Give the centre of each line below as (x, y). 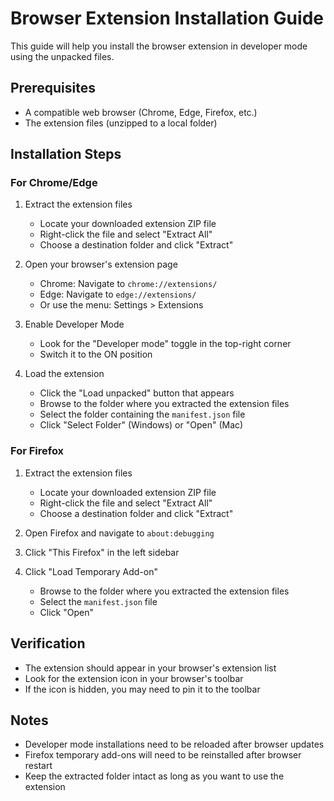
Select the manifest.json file (98, 601)
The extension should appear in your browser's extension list (150, 668)
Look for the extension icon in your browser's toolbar (134, 678)
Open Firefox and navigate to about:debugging (119, 533)
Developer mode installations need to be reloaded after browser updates (174, 744)
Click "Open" (66, 612)
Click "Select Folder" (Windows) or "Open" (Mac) (141, 425)
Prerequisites (53, 88)
